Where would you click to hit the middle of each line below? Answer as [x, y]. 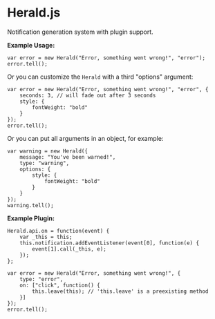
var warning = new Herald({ [48, 151]
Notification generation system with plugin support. [80, 32]
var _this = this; [46, 237]
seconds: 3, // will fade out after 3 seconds [88, 95]
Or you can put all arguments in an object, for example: [85, 138]
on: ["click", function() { [60, 285]
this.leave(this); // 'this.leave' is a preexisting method [120, 291]
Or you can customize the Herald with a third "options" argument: [100, 77]
